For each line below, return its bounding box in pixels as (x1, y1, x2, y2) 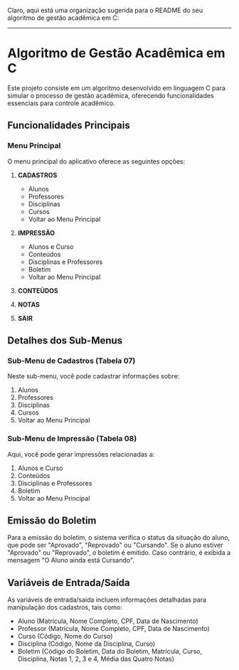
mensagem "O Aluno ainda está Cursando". (7, 556, 135, 565)
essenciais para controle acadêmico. (7, 99, 115, 107)
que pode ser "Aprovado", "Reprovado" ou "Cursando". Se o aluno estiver (7, 541, 223, 550)
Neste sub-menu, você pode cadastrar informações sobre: (7, 372, 180, 381)
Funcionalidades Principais (7, 119, 130, 132)
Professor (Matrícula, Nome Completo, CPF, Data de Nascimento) (17, 624, 210, 633)
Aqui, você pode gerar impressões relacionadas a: (7, 450, 155, 458)
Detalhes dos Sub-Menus (7, 334, 123, 347)
